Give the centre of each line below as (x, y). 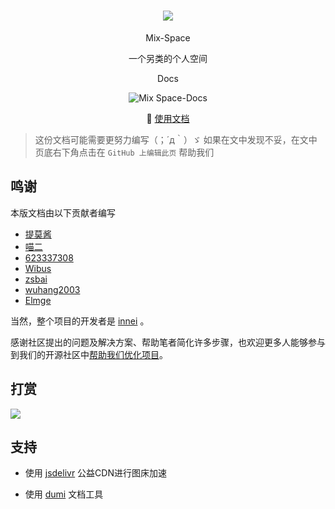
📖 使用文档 (168, 118)
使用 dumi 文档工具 (64, 494)
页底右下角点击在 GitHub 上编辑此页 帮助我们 (124, 152)
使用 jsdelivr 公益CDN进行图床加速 (95, 473)
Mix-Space (168, 37)
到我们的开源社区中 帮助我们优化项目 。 (89, 354)
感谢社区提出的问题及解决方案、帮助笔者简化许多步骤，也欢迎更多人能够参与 (168, 342)
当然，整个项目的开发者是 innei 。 (80, 321)
